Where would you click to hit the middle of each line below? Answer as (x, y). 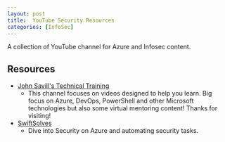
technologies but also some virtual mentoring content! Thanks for (123, 108)
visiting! (39, 116)
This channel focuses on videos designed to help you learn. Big (120, 93)
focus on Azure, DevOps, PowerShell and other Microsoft (111, 101)
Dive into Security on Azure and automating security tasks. (113, 131)
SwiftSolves (34, 123)
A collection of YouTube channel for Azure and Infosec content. (99, 47)
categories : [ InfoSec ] (40, 27)
